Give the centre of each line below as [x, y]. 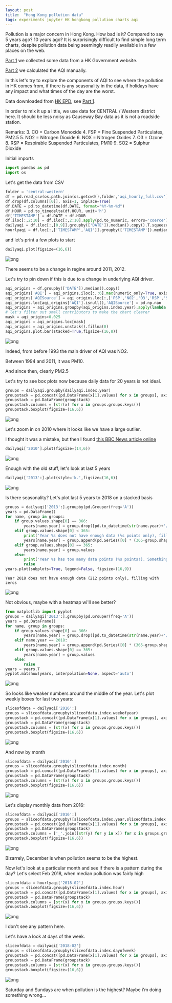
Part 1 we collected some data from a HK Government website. [71, 61]
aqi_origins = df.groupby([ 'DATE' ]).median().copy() [63, 288]
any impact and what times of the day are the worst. [60, 91]
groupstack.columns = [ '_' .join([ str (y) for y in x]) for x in [74, 834]
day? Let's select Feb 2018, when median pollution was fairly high [75, 873]
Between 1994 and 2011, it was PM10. [45, 361]
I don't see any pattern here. [35, 926]
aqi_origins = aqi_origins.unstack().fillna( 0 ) [57, 327]
